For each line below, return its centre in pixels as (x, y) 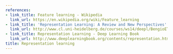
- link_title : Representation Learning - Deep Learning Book (72, 34)
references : (18, 10)
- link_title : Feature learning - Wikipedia (54, 15)
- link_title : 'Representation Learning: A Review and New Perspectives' (86, 24)
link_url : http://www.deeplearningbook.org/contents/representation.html (91, 39)
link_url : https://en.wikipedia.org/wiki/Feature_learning (75, 20)
